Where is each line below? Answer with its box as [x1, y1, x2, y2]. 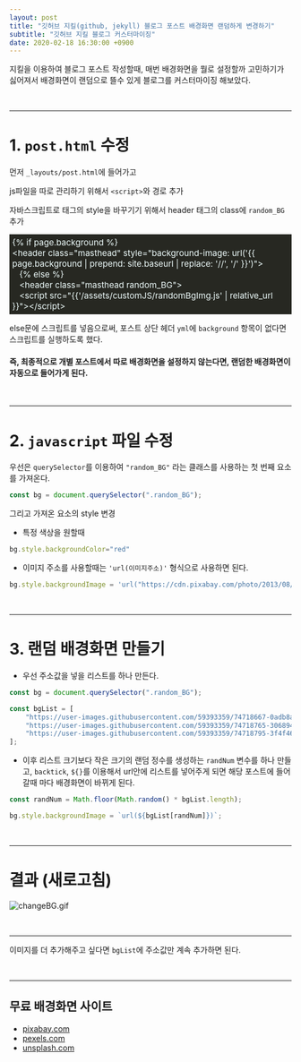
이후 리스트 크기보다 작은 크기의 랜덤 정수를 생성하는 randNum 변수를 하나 [21, 755, 275, 766]
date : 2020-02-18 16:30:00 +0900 [9, 38, 134, 47]
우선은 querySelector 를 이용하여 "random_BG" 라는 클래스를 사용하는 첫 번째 [9, 462, 275, 473]
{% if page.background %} [12, 236, 118, 249]
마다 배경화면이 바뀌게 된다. [39, 777, 135, 788]
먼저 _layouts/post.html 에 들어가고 [9, 167, 137, 177]
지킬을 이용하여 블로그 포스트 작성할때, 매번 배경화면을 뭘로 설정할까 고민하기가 [9, 64, 285, 74]
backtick [34, 767, 67, 777]
